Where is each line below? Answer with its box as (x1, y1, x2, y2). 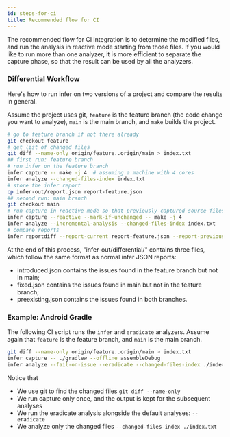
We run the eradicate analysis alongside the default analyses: (16, 409, 191, 417)
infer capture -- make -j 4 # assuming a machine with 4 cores (7, 169, 194, 176)
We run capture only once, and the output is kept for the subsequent (16, 394, 211, 402)
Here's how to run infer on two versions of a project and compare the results (7, 90, 223, 98)
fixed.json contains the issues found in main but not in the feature (16, 281, 202, 289)
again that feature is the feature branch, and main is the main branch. (7, 335, 202, 343)
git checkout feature (7, 137, 69, 144)
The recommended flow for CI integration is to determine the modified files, (7, 35, 220, 43)
